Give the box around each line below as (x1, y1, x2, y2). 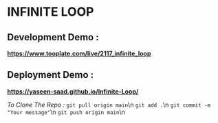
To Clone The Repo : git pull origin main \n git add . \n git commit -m (7, 100, 211, 109)
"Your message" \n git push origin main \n (7, 107, 126, 116)
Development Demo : (7, 31, 99, 43)
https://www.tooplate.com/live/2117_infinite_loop (7, 49, 151, 57)
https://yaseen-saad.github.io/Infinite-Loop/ (7, 87, 139, 96)
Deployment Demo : (7, 69, 94, 81)
